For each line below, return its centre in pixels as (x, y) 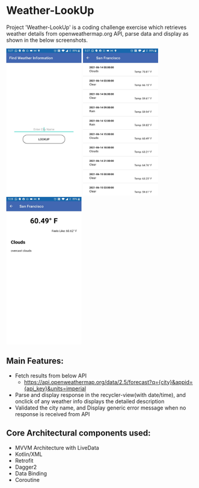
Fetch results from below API (51, 376)
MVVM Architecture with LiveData (57, 448)
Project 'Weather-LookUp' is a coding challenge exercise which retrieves (96, 27)
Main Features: (35, 361)
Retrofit (24, 460)
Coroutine (27, 480)
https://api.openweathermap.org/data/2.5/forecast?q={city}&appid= (109, 382)
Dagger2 (26, 467)
